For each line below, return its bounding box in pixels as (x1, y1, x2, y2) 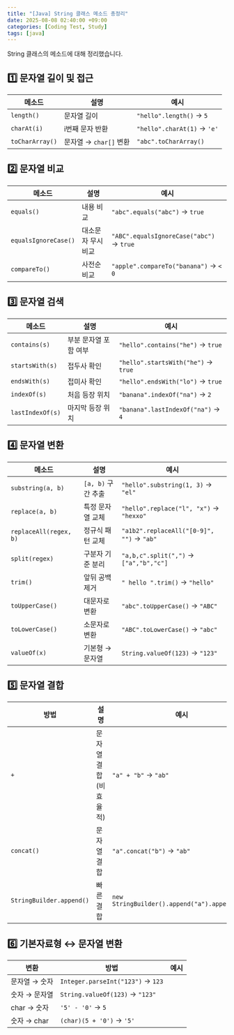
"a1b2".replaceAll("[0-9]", (121, 527, 214, 534)
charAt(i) (10, 125, 43, 133)
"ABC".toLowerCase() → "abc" (121, 624, 218, 634)
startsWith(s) (10, 361, 58, 370)
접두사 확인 (67, 361, 102, 370)
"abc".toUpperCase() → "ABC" (121, 600, 218, 610)
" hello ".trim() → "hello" (121, 577, 214, 587)
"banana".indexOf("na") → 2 (118, 389, 212, 399)
